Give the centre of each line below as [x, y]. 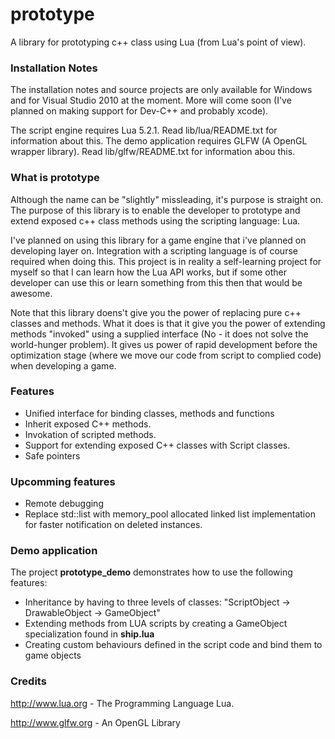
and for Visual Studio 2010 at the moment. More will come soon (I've [151, 100]
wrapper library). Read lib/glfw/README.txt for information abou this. [153, 152]
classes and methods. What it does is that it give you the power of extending [168, 323]
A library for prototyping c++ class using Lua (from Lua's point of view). [158, 42]
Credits [28, 681]
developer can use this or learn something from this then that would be [156, 282]
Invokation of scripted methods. [90, 434]
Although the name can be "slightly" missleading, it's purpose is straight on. [167, 199]
